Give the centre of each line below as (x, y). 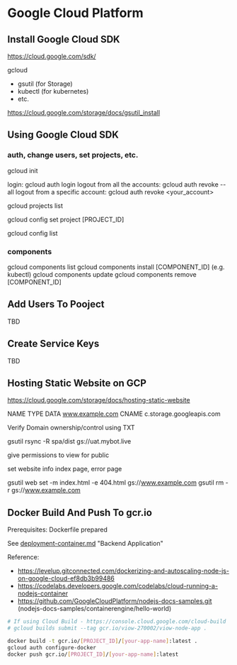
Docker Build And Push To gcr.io (80, 512)
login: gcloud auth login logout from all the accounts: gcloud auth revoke (113, 184)
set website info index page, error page (65, 469)
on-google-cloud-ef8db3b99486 (66, 578)
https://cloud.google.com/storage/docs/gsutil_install (84, 112)
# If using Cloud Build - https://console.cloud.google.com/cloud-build (117, 622)
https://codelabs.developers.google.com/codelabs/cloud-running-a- (117, 586)
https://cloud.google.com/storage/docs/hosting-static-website (99, 400)
